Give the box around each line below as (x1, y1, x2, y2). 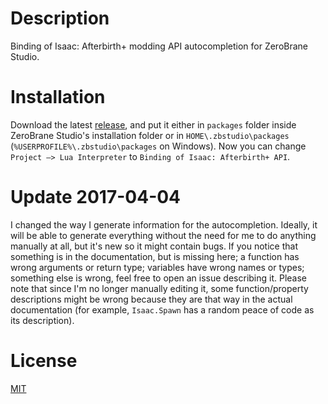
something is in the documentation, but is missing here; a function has (10, 250, 300, 262)
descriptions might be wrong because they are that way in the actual (10, 293, 293, 305)
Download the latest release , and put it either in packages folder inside (10, 118, 297, 131)
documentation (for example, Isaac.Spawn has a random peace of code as (10, 303, 315, 316)
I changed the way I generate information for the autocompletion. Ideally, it (10, 218, 318, 231)
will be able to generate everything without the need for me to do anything (10, 229, 317, 241)
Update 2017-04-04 (10, 186, 182, 209)
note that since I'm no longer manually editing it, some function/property (10, 282, 309, 294)
